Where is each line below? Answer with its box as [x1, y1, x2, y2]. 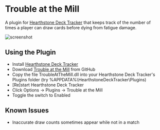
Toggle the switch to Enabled [12, 92, 71, 98]
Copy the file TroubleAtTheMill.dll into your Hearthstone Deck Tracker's [12, 72, 156, 77]
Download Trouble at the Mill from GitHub [12, 66, 96, 72]
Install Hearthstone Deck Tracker [12, 61, 79, 67]
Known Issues [5, 106, 49, 115]
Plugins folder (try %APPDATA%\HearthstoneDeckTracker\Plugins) [12, 76, 147, 82]
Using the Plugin [5, 48, 56, 56]
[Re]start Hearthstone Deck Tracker [12, 82, 84, 88]
